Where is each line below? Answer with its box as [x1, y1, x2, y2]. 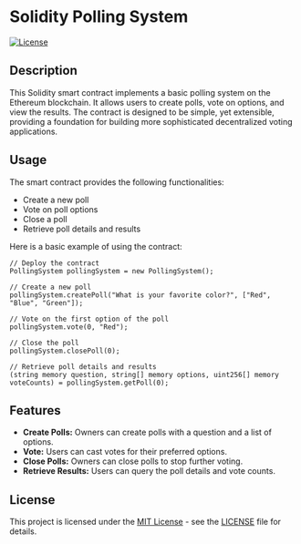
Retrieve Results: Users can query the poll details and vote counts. [22, 466, 276, 477]
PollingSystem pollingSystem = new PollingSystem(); [9, 266, 214, 275]
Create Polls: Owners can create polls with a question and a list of [22, 426, 272, 438]
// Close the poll [9, 338, 79, 347]
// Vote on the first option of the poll [9, 314, 170, 323]
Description [9, 63, 78, 78]
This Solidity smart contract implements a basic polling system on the [9, 87, 271, 98]
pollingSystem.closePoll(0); [9, 346, 120, 355]
